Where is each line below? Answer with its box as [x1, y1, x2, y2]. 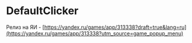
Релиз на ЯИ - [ [6, 24, 45, 31]
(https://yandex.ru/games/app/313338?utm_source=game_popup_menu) [6, 29, 184, 37]
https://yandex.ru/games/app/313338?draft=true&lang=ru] [44, 24, 187, 31]
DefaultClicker [6, 4, 79, 18]
